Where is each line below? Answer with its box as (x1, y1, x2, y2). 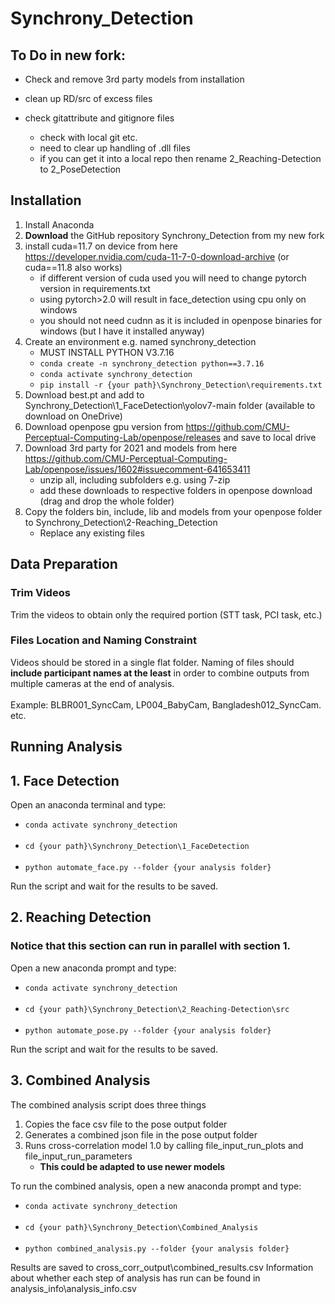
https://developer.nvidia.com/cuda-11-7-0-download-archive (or (24, 250, 290, 262)
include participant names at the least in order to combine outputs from (10, 667, 310, 679)
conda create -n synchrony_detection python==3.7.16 (39, 358, 265, 369)
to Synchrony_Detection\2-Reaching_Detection (24, 516, 218, 528)
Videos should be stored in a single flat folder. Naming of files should (10, 656, 295, 668)
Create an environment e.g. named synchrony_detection (24, 335, 257, 347)
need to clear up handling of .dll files (39, 142, 191, 154)
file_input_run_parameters (24, 1150, 133, 1162)
